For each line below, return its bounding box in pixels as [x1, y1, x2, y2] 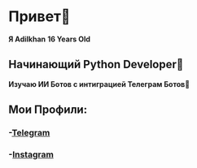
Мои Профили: [8, 103, 88, 117]
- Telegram [8, 127, 50, 139]
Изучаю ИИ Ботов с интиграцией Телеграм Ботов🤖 [8, 79, 190, 88]
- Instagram [8, 149, 55, 160]
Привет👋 [8, 7, 71, 26]
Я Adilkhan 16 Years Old [8, 34, 91, 44]
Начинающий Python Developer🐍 [8, 58, 184, 71]
